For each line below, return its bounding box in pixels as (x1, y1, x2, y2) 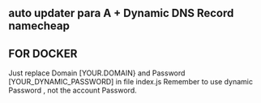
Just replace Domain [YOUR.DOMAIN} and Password (8, 68, 186, 78)
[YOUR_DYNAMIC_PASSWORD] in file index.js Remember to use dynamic (8, 77, 254, 87)
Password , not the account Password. (8, 85, 137, 96)
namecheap (8, 19, 71, 33)
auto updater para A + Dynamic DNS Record (8, 6, 234, 20)
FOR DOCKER (8, 46, 78, 60)
